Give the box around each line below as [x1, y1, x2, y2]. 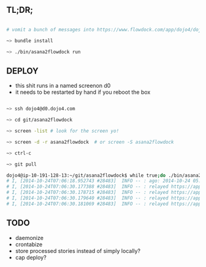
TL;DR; [6, 5, 34, 15]
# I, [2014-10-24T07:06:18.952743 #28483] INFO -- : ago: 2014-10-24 [6, 178, 191, 184]
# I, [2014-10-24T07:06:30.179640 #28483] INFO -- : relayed [6, 195, 169, 201]
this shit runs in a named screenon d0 [15, 82, 111, 90]
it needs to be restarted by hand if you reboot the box [15, 88, 151, 96]
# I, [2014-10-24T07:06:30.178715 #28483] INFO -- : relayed [6, 190, 169, 196]
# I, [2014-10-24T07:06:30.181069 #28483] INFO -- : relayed [6, 201, 169, 207]
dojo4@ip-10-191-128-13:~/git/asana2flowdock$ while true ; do [6, 172, 166, 179]
